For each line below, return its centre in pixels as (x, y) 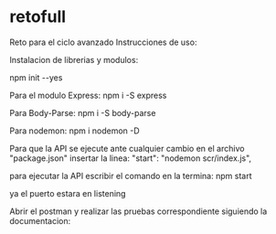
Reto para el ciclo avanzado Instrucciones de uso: (103, 42)
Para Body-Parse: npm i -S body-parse (83, 112)
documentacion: (40, 220)
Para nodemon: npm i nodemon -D (74, 131)
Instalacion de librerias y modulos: (74, 59)
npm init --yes (36, 77)
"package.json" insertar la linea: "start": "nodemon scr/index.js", (131, 158)
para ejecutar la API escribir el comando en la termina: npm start (131, 175)
